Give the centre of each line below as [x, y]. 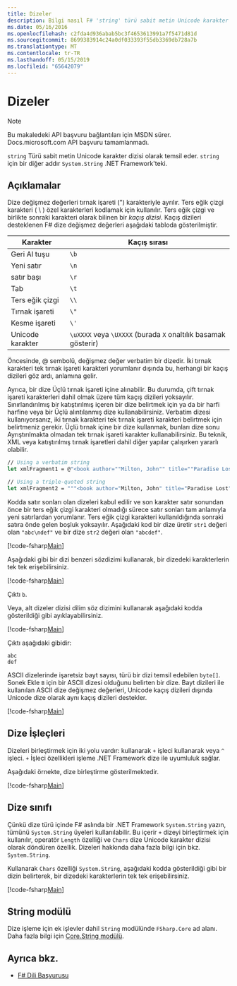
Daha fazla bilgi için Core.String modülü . [66, 936]
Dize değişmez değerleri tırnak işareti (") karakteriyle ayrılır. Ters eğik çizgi [116, 203]
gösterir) [84, 343]
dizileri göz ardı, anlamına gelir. [52, 376]
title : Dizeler [30, 14]
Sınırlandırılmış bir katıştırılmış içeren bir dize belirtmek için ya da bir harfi [114, 405]
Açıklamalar [34, 185]
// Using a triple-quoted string [56, 482]
